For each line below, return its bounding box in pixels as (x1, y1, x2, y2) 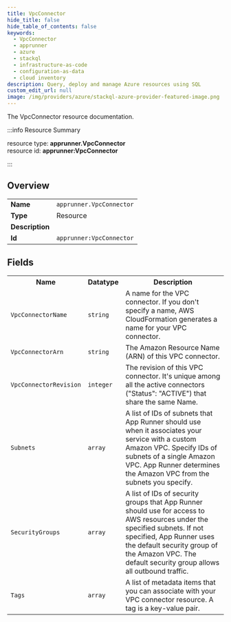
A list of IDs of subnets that (125, 408, 213, 418)
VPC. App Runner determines (125, 460, 220, 469)
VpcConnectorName (10, 311, 67, 318)
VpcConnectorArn (10, 348, 64, 356)
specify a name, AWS (125, 305, 195, 315)
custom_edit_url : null (7, 87, 72, 94)
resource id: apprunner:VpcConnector (7, 146, 118, 155)
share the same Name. (125, 397, 198, 407)
